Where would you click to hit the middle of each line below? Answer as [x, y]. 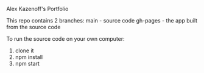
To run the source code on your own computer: [65, 39]
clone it [24, 50]
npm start [27, 64]
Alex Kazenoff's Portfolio [37, 9]
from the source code [33, 27]
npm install [29, 57]
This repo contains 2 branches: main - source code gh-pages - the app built [102, 20]
